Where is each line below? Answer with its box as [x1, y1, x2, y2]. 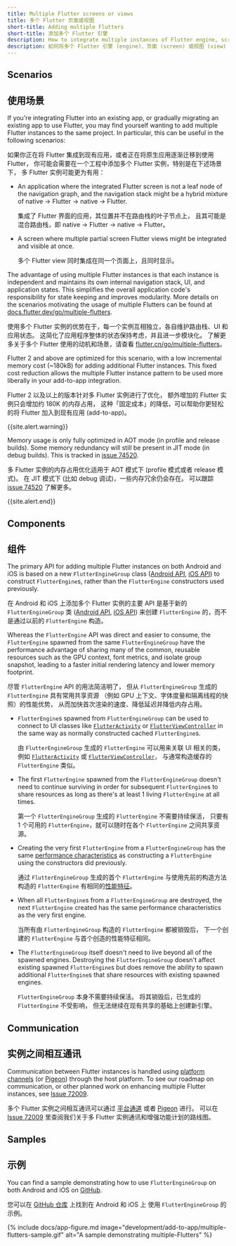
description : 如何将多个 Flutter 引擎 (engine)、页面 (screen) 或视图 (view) [7, 43, 227, 50]
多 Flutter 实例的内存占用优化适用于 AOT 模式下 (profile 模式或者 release [7, 465, 216, 474]
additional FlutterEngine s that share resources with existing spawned [17, 971, 220, 979]
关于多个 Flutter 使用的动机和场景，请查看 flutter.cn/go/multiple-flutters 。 [13, 340, 226, 349]
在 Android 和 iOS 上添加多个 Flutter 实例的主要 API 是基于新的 [7, 599, 188, 608]
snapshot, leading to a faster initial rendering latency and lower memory [7, 661, 216, 669]
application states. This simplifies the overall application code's [7, 285, 191, 294]
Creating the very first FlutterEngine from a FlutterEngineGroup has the [17, 844, 226, 852]
